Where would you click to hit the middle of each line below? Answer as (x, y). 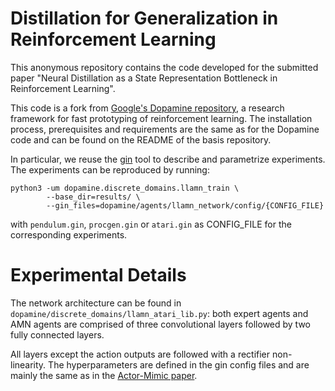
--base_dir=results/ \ (93, 197)
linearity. (28, 364)
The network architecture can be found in (96, 303)
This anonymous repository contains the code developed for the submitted (164, 67)
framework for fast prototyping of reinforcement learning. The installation (161, 118)
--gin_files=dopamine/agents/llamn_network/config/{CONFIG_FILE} (185, 205)
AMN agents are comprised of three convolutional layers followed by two (160, 324)
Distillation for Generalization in (144, 18)
